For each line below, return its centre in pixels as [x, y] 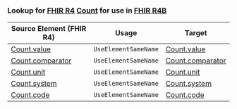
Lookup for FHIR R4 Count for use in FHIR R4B [87, 11]
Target [196, 33]
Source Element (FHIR [49, 29]
